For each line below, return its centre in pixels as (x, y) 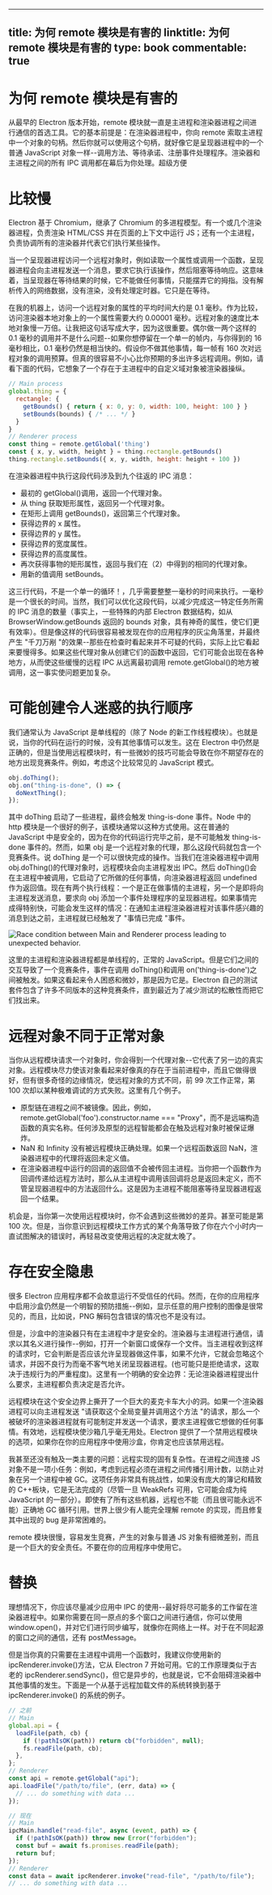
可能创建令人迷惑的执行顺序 (101, 708)
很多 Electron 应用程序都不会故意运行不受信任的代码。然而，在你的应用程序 (134, 1296)
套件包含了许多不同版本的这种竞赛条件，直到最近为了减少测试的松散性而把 (132, 990)
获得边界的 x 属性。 (53, 523)
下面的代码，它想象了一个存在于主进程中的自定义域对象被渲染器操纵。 (132, 369)
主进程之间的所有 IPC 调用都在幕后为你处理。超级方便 (98, 163)
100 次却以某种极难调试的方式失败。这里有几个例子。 (97, 1090)
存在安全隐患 (51, 1272)
